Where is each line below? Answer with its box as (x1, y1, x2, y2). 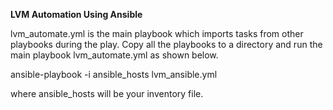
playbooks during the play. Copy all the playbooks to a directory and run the (10, 39, 323, 50)
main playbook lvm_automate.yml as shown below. (10, 49, 219, 61)
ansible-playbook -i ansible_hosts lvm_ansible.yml (10, 69, 218, 80)
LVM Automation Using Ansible (10, 9, 143, 20)
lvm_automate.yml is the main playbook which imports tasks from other (10, 28, 304, 39)
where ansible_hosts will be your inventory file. (10, 88, 204, 99)
